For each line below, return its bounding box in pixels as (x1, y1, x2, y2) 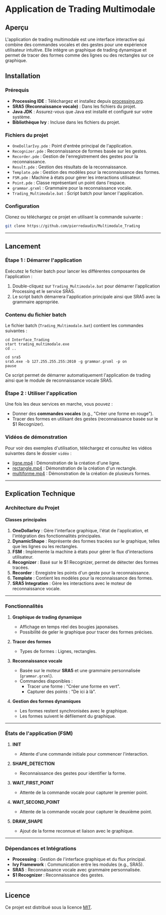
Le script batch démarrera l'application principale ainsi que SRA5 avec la (12, 293, 161, 299)
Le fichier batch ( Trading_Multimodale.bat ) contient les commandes (5, 323, 144, 329)
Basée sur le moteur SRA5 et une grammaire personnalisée (19, 667, 141, 673)
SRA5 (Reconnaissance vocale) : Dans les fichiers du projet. (12, 103, 137, 109)
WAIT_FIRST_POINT (12, 779, 54, 785)
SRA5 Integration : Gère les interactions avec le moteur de (12, 580, 132, 586)
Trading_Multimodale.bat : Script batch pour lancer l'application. (12, 190, 144, 196)
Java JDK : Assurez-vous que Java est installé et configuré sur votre (12, 108, 153, 115)
